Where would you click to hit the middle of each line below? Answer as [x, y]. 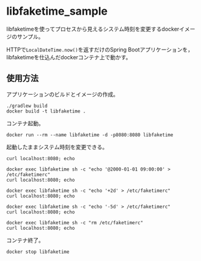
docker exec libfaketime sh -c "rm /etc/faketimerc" [75, 222]
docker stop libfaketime [38, 252]
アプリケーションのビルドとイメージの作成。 [63, 94]
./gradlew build [27, 106]
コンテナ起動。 [25, 123]
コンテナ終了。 [25, 240]
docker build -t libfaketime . [46, 111]
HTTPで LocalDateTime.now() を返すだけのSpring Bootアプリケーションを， [100, 50]
